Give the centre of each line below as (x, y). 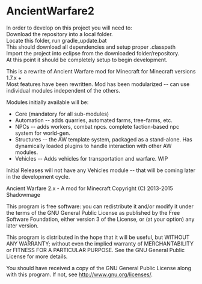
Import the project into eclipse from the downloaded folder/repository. (93, 53)
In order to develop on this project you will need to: (69, 28)
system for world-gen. (43, 133)
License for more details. (37, 256)
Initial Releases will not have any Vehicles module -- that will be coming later (101, 170)
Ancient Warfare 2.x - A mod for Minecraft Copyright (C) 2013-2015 (90, 188)
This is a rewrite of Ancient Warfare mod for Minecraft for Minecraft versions (101, 71)
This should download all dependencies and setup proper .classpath (91, 47)
